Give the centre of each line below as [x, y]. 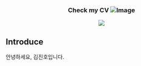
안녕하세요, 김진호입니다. [35, 57]
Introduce [25, 42]
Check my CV [88, 10]
